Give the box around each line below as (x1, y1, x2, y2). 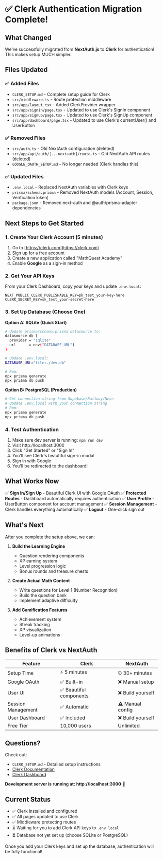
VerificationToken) (12, 195, 49, 201)
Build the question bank (19, 592, 67, 598)
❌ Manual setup (118, 678, 154, 685)
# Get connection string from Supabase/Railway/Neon (5, 396, 114, 401)
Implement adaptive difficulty (19, 598, 78, 603)
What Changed (5, 33, 52, 42)
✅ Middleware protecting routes (12, 819, 76, 825)
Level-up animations (19, 632, 61, 637)
